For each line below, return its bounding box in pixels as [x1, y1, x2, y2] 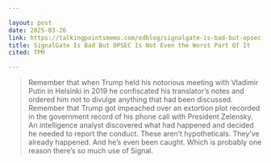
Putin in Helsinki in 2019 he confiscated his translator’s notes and [27, 86, 244, 96]
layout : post [8, 18, 52, 26]
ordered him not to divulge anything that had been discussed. [27, 95, 233, 104]
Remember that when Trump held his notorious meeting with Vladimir [27, 78, 259, 88]
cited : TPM [8, 49, 45, 57]
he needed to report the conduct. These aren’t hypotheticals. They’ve [27, 129, 260, 139]
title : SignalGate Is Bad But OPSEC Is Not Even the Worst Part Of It [8, 41, 251, 49]
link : [8, 34, 27, 42]
